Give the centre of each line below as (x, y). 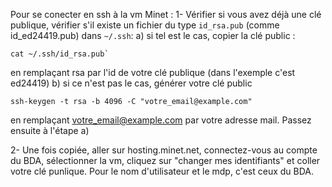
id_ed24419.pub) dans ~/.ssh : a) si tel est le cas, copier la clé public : (153, 35)
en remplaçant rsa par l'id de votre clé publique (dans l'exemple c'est (153, 72)
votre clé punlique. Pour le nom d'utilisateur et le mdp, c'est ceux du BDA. (162, 171)
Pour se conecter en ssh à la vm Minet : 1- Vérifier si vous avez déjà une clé (166, 14)
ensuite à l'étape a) (50, 130)
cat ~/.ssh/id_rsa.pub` (60, 54)
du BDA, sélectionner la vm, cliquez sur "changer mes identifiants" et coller (165, 160)
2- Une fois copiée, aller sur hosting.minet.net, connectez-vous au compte (164, 150)
